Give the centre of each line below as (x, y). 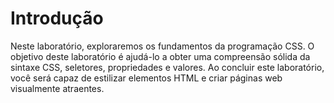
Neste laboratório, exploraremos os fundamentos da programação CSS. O (162, 46)
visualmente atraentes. (57, 88)
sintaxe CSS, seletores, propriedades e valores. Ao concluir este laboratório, (167, 67)
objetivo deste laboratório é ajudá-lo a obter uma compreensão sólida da (160, 56)
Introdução (57, 18)
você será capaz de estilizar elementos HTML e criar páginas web (146, 78)
